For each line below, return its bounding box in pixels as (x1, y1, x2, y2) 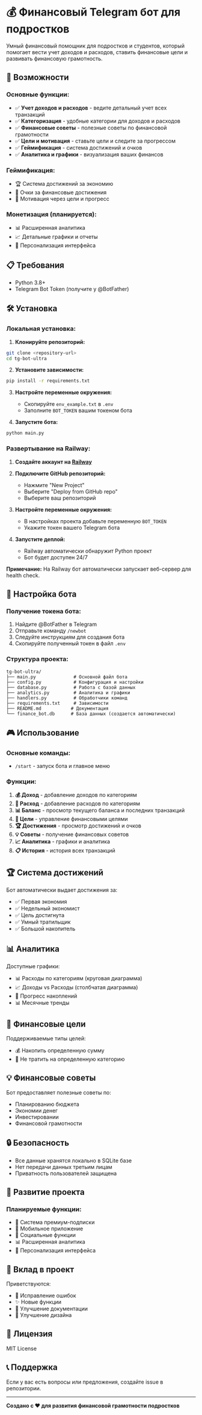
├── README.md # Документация (6, 705, 109, 711)
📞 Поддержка (6, 1362, 58, 1372)
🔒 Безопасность (6, 1138, 70, 1148)
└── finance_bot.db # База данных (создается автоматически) (6, 711, 176, 717)
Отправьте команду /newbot (14, 627, 87, 634)
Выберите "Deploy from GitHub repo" (23, 488, 118, 495)
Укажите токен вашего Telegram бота (23, 524, 120, 531)
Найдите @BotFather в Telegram (14, 621, 97, 628)
